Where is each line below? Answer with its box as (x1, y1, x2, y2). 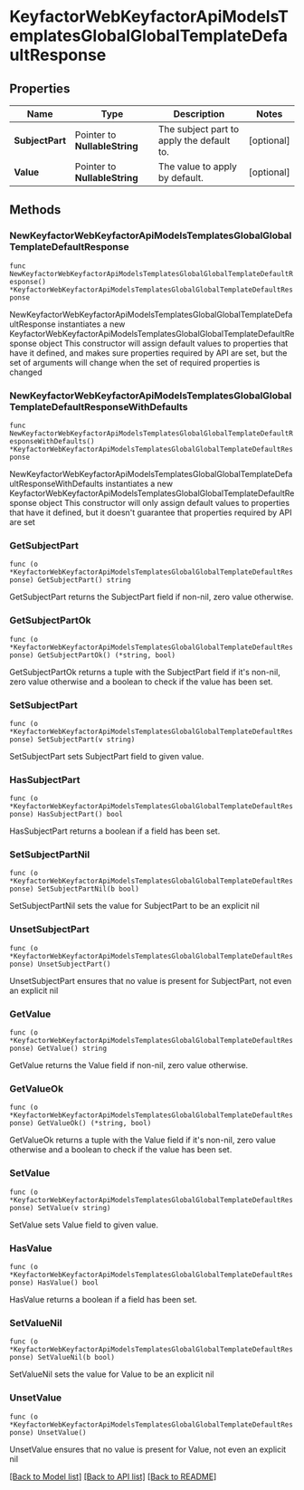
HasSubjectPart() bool (37, 810, 124, 819)
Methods (9, 202, 62, 218)
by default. (157, 172, 204, 184)
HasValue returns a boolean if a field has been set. (9, 1294, 197, 1304)
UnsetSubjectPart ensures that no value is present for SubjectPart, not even (9, 975, 292, 986)
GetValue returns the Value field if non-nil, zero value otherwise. (9, 1060, 249, 1071)
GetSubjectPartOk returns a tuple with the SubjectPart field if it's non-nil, (9, 666, 280, 677)
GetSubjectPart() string (37, 576, 131, 585)
